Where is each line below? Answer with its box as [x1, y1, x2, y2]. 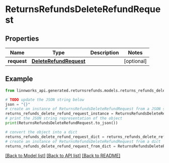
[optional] [124, 58, 147, 64]
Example [5, 74, 33, 84]
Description [90, 49, 119, 56]
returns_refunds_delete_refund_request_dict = [5, 134, 105, 139]
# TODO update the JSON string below [5, 97, 84, 102]
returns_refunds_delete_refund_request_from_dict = [5, 143, 116, 149]
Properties [5, 34, 39, 43]
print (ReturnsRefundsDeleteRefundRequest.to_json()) [5, 121, 118, 126]
